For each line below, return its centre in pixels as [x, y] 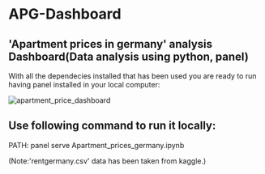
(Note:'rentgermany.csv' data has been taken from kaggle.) [107, 161]
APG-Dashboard [65, 14]
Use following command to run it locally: [112, 126]
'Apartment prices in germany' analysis [111, 44]
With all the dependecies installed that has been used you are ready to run [132, 76]
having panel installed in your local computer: [84, 85]
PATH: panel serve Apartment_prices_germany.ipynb [96, 145]
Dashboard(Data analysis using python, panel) [128, 56]
